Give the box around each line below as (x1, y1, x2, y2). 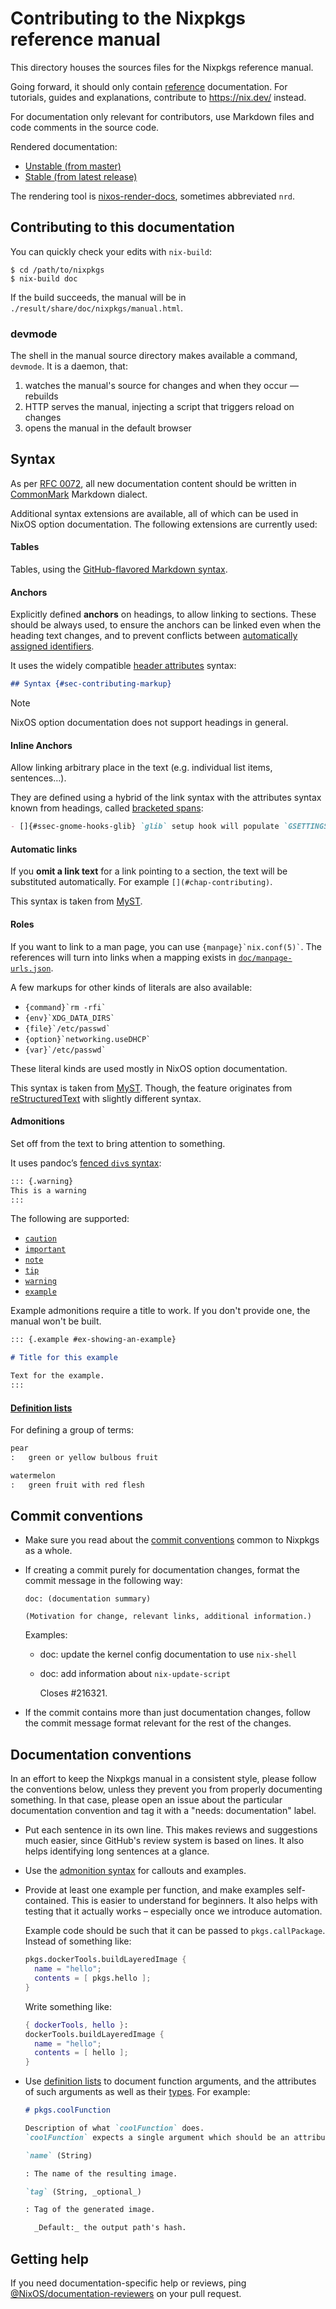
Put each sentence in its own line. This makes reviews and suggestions (24, 1824, 318, 1836)
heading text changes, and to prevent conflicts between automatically (10, 630, 298, 642)
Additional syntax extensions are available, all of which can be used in (10, 507, 299, 519)
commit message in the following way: (24, 1575, 183, 1587)
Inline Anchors (10, 739, 73, 751)
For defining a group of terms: (10, 1424, 134, 1436)
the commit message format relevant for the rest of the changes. (24, 1717, 292, 1729)
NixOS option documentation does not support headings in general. (10, 717, 289, 729)
